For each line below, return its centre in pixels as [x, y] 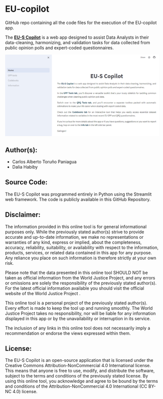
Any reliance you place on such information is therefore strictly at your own [81, 258]
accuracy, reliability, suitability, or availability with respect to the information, [82, 247]
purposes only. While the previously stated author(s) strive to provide [75, 232]
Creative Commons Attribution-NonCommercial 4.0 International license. [78, 366]
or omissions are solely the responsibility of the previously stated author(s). [81, 283]
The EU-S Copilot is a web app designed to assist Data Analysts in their [77, 37]
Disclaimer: [23, 215]
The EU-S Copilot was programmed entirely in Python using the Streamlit [79, 194]
